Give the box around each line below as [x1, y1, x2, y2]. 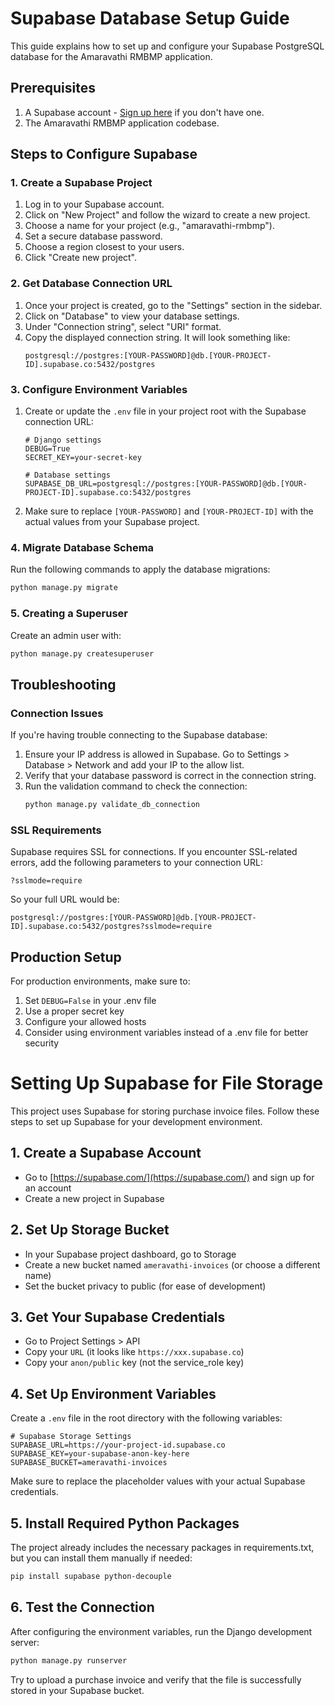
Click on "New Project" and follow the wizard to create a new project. [24, 209, 311, 221]
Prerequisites [10, 80, 96, 97]
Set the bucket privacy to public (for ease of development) [24, 1280, 267, 1292]
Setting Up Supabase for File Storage [10, 1072, 324, 1095]
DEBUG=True [24, 444, 71, 454]
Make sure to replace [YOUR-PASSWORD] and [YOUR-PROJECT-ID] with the [24, 505, 314, 517]
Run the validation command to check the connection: [24, 780, 248, 792]
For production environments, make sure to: [10, 975, 191, 987]
